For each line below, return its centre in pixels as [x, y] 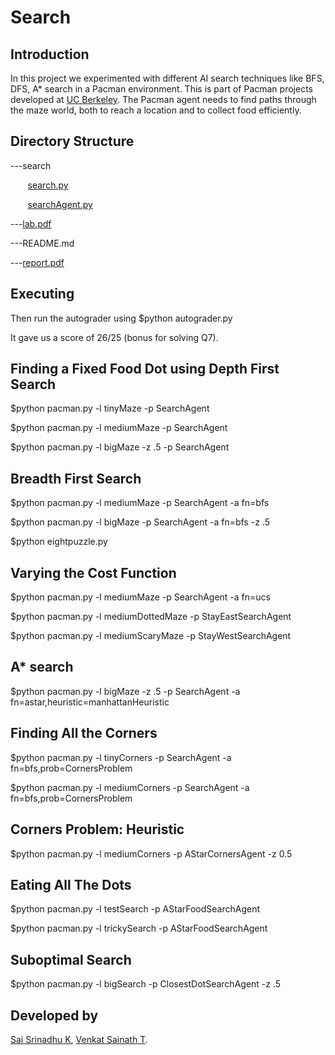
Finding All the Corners [84, 733]
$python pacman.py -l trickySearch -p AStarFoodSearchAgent [139, 928]
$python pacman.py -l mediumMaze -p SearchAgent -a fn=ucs [140, 597]
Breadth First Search [76, 478]
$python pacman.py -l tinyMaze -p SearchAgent [110, 408]
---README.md [42, 243]
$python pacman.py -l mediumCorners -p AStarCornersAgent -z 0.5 [151, 853]
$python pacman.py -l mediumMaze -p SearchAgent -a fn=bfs [140, 503]
